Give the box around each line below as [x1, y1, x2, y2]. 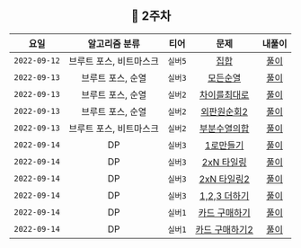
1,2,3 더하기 [199, 190, 250, 202]
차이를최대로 [199, 88, 250, 101]
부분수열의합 [199, 122, 250, 135]
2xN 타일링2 [199, 173, 250, 185]
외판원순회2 [200, 105, 249, 118]
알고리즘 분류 [87, 37, 141, 49]
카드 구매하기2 [195, 223, 254, 235]
